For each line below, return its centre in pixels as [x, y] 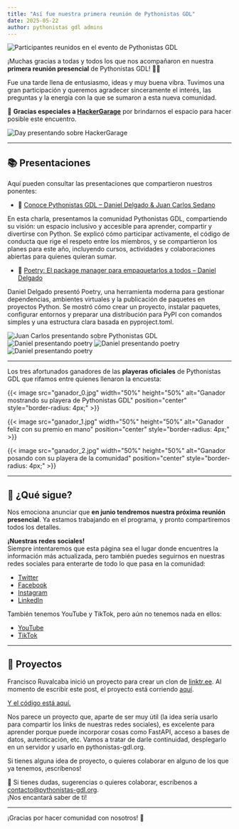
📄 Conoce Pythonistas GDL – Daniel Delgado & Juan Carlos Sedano [116, 205]
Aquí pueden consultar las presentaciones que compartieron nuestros [110, 184]
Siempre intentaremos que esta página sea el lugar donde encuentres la [113, 548]
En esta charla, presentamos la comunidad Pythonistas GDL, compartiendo [117, 219]
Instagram [32, 593]
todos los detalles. [34, 527]
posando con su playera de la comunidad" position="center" [96, 458]
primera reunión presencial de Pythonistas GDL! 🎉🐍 [84, 69]
